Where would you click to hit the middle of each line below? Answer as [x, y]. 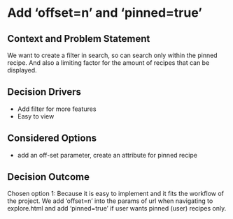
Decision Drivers [44, 92]
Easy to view [36, 116]
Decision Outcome [48, 177]
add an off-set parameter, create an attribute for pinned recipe [107, 155]
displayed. [22, 70]
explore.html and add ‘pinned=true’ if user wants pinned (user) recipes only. [117, 209]
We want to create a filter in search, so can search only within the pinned [113, 55]
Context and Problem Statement [79, 39]
